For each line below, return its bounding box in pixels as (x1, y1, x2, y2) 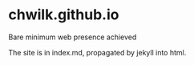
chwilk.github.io (8, 6, 119, 24)
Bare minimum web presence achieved (8, 32, 137, 42)
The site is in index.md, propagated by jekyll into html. (8, 47, 187, 57)
